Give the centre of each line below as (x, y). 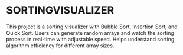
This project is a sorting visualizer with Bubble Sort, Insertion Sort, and (92, 27)
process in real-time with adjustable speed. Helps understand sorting (90, 39)
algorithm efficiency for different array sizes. (60, 46)
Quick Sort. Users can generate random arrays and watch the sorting (90, 33)
